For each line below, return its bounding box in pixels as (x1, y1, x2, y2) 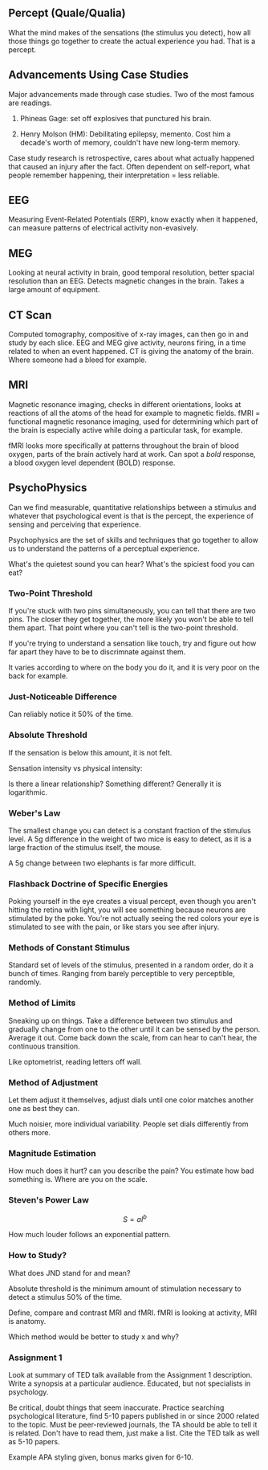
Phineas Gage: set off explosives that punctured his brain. (19, 113, 212, 123)
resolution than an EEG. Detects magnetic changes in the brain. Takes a (8, 276, 245, 286)
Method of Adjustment (8, 1077, 99, 1088)
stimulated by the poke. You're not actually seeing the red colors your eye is (8, 914, 259, 923)
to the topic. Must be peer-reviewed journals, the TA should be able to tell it (8, 1419, 258, 1429)
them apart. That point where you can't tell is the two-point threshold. (8, 622, 238, 633)
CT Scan (8, 308, 52, 322)
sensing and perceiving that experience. (8, 519, 142, 529)
